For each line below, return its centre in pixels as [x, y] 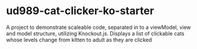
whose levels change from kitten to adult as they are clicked [79, 40]
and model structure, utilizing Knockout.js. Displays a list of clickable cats [95, 33]
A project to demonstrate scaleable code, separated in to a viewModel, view [98, 27]
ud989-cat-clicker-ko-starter [80, 11]
